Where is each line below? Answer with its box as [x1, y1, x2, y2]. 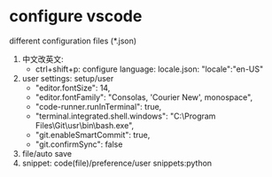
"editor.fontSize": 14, [35, 82, 111, 93]
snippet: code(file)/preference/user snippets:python [21, 158, 213, 168]
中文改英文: [21, 53, 64, 64]
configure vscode [9, 6, 143, 27]
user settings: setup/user [21, 73, 114, 83]
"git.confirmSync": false [35, 139, 123, 150]
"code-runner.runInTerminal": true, [35, 101, 162, 112]
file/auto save [21, 148, 73, 158]
